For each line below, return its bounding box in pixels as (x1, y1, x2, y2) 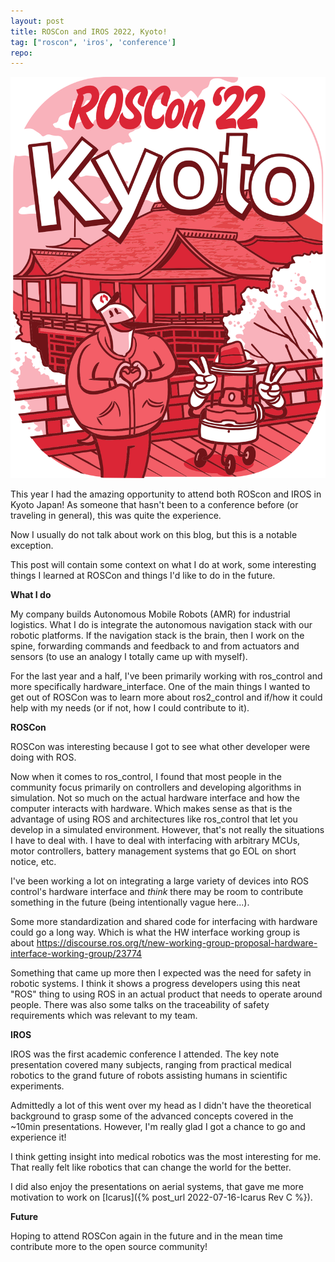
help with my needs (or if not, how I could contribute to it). (10, 701, 250, 714)
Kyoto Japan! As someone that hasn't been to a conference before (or (10, 498, 299, 510)
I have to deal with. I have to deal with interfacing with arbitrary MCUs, (10, 834, 301, 846)
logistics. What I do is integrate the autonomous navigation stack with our (10, 618, 313, 630)
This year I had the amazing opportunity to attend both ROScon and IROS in (10, 488, 322, 500)
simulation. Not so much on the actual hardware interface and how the (10, 791, 300, 804)
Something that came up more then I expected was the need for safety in (10, 966, 312, 979)
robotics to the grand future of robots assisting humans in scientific (10, 1069, 288, 1081)
